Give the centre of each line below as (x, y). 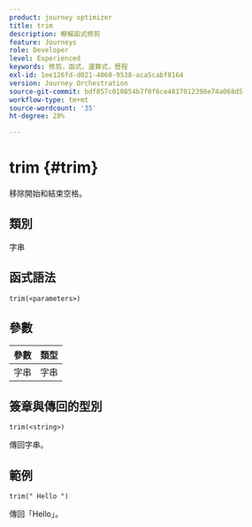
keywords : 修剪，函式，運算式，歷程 (69, 67)
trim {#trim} (54, 168)
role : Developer (39, 50)
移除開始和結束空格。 (48, 194)
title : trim (31, 26)
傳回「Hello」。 (36, 514)
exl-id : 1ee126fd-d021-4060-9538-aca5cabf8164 (96, 75)
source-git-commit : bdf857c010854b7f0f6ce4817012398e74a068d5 (126, 91)
